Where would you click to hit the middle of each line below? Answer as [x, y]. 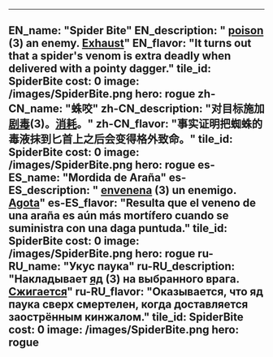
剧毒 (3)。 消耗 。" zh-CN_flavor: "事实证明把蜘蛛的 [135, 124]
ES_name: [35, 178]
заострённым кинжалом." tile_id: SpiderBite [126, 317]
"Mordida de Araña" [114, 178]
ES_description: [50, 190]
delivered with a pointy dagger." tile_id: [110, 69]
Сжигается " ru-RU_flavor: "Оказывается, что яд [136, 292]
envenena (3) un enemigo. [169, 190]
